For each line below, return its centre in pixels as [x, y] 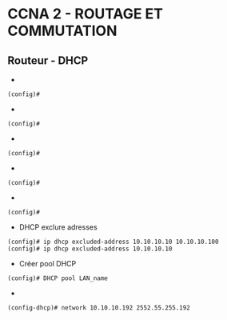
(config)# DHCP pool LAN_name [58, 278]
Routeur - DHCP [48, 60]
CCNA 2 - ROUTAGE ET [86, 14]
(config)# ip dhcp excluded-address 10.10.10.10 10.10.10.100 [113, 242]
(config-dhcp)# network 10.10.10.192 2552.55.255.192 [99, 308]
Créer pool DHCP [48, 264]
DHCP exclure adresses [58, 227]
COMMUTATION [62, 31]
